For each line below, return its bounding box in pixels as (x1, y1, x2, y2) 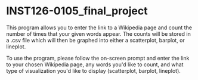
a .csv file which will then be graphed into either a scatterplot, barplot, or (6, 36, 185, 44)
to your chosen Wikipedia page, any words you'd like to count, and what (6, 61, 184, 68)
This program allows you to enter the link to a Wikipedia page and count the (6, 24, 193, 31)
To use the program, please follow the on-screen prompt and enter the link (6, 54, 190, 61)
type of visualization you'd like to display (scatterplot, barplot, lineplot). (6, 67, 181, 74)
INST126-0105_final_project (6, 4, 148, 18)
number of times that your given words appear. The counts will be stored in (6, 30, 191, 37)
